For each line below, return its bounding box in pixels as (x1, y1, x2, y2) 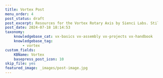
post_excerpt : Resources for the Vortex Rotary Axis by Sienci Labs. (5, 20, 149, 26)
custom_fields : (5, 47, 36, 52)
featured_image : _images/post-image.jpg (5, 66, 88, 71)
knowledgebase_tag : (14, 39, 53, 44)
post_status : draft (5, 16, 45, 21)
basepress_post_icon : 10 (14, 57, 64, 62)
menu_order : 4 (5, 12, 34, 16)
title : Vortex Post (5, 7, 45, 12)
